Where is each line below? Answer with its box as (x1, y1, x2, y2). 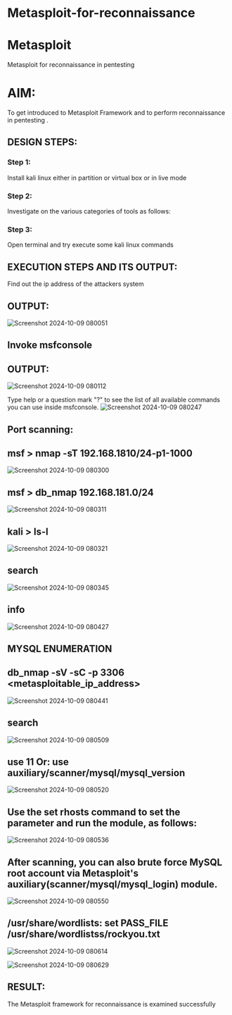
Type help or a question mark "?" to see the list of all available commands (7, 396, 220, 404)
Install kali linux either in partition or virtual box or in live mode (7, 173, 187, 182)
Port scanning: (7, 423, 74, 435)
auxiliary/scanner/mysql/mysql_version (7, 767, 186, 779)
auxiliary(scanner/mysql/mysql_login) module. (7, 878, 218, 890)
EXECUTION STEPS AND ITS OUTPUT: (7, 261, 178, 273)
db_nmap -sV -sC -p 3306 (7, 667, 125, 679)
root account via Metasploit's (7, 867, 139, 879)
